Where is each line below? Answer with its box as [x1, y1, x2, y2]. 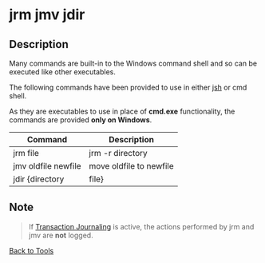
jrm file [13, 148, 39, 158]
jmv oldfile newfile [13, 161, 82, 171]
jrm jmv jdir [9, 6, 85, 24]
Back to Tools [9, 245, 54, 255]
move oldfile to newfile [89, 161, 174, 171]
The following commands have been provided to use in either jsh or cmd [9, 82, 247, 92]
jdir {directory [13, 173, 65, 185]
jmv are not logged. [28, 230, 94, 240]
